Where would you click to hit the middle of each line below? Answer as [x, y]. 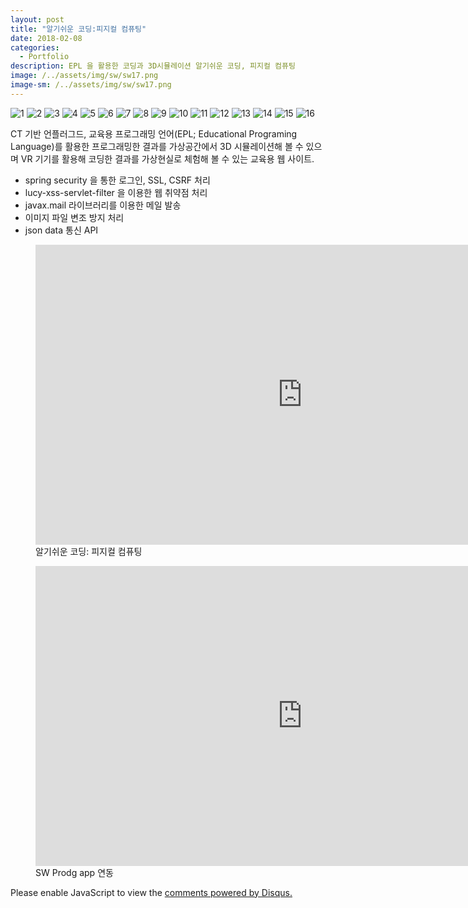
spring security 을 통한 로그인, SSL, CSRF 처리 [117, 180]
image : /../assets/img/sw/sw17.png [84, 76]
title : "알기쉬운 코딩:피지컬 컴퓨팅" [78, 29]
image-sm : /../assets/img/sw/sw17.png [91, 85]
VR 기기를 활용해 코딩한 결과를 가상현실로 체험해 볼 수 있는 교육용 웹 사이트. [167, 158]
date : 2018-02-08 [46, 38]
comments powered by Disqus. [228, 892]
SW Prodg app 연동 [74, 872]
